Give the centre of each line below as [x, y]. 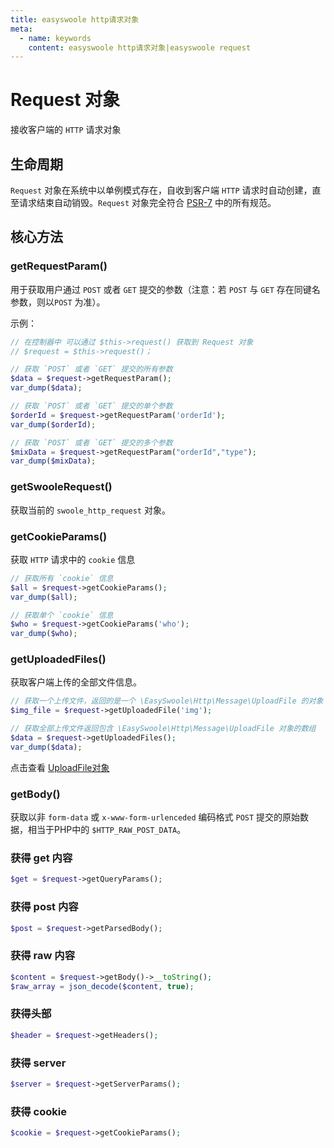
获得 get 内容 [41, 858]
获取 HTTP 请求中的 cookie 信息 [73, 559]
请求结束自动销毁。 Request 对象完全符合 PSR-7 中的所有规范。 [147, 202]
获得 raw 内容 [43, 956]
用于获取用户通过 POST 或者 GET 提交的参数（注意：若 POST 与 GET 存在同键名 [165, 289]
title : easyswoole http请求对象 [75, 19]
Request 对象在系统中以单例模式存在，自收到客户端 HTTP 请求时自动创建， [161, 190]
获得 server [38, 1063]
